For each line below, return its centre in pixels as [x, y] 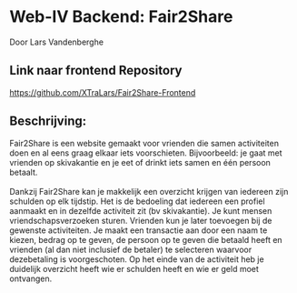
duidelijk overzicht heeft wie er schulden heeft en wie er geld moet [134, 268]
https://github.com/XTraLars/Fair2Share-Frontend [103, 92]
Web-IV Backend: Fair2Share [121, 17]
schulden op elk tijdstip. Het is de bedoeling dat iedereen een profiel [137, 201]
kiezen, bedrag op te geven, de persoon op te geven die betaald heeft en [146, 239]
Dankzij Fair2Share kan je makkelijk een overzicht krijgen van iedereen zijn [149, 191]
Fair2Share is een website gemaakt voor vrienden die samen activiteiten [144, 143]
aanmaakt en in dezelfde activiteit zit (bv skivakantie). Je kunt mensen [141, 210]
